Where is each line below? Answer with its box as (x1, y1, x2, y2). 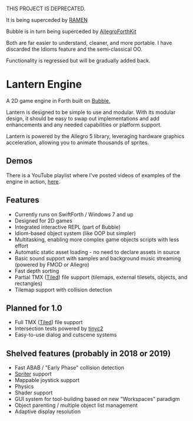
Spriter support (14, 370, 52, 377)
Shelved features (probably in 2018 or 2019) (6, 348, 171, 358)
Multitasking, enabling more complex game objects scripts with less (14, 236, 179, 243)
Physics (14, 383, 34, 390)
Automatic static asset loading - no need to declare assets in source (14, 248, 180, 256)
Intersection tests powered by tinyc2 (14, 325, 104, 332)
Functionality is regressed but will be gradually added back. (6, 57, 151, 64)
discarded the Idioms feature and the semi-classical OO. (6, 45, 143, 53)
